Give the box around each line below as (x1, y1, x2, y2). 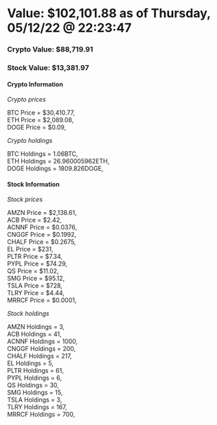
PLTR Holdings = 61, (7, 367, 64, 375)
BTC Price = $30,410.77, (7, 108, 76, 117)
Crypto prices (7, 95, 46, 104)
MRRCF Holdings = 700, (7, 411, 76, 419)
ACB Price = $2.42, (7, 216, 62, 225)
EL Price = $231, (7, 245, 54, 253)
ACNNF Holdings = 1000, (7, 337, 78, 345)
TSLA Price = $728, (7, 282, 63, 290)
